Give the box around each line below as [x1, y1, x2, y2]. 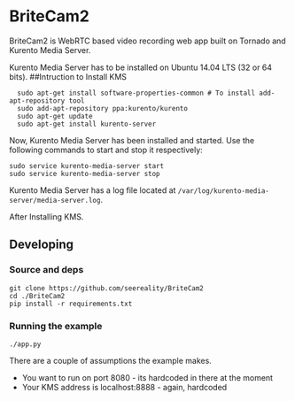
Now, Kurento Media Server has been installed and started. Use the [9, 135, 255, 145]
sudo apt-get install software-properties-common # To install [17, 89, 255, 97]
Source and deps [9, 264, 84, 276]
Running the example [9, 320, 103, 332]
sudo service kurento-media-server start [9, 161, 165, 170]
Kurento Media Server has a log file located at [9, 184, 176, 196]
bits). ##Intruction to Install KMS [9, 71, 127, 81]
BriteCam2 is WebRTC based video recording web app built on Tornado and [9, 35, 286, 46]
